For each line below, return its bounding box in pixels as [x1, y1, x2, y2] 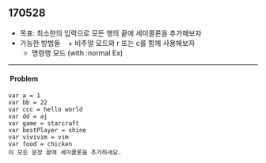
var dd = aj [8, 112, 47, 121]
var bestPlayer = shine [8, 127, 87, 135]
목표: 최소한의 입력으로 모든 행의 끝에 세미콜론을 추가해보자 [19, 28, 202, 38]
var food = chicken [8, 140, 73, 149]
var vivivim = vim [8, 134, 69, 142]
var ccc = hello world [8, 106, 83, 114]
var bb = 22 [8, 99, 47, 107]
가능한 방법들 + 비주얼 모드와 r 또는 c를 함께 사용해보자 [19, 38, 196, 47]
